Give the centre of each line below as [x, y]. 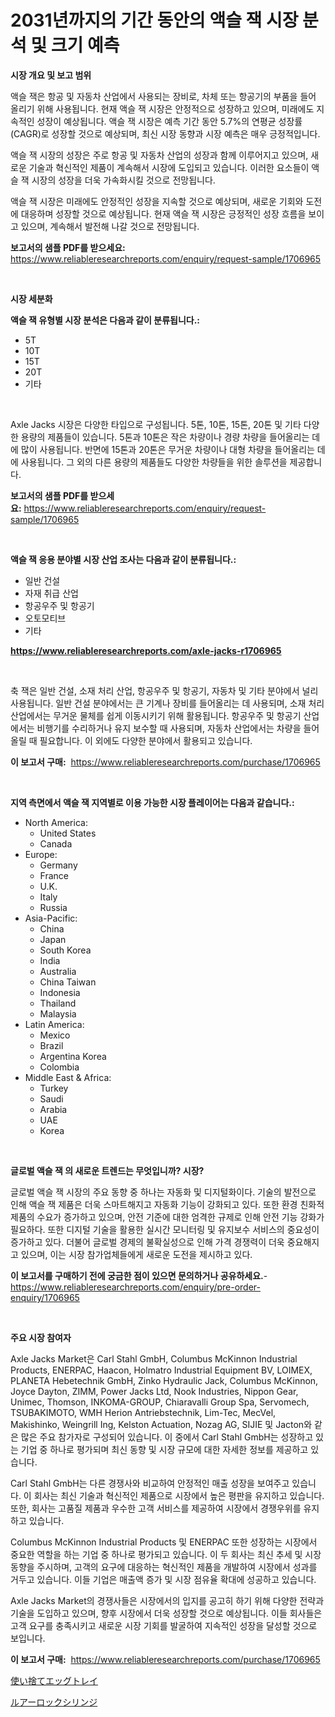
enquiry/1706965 [45, 1297]
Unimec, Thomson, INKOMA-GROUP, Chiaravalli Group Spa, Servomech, [160, 1402]
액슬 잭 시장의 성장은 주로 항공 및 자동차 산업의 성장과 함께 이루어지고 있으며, [159, 155]
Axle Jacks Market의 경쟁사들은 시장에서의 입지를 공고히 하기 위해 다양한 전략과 [167, 1600]
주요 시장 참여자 [41, 1337]
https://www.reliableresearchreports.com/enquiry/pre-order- [135, 1287]
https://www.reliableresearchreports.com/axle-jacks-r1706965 [146, 650]
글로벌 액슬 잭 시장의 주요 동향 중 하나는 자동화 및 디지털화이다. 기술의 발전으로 [163, 1192]
